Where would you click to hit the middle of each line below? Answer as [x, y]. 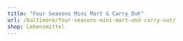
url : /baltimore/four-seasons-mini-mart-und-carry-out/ [91, 20]
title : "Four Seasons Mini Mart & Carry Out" [76, 14]
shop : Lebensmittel [36, 26]
